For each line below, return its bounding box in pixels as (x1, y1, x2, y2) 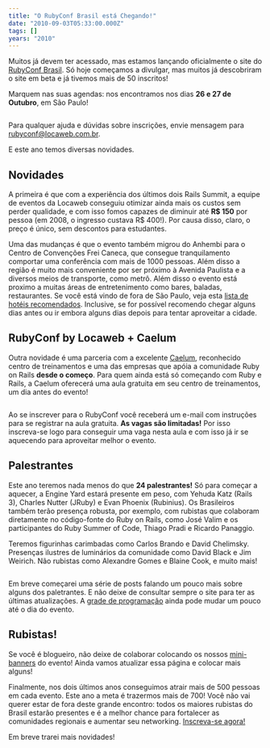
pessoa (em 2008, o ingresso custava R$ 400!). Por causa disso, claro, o (8, 215, 251, 225)
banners (8, 658, 36, 667)
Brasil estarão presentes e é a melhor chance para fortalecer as (8, 708, 220, 717)
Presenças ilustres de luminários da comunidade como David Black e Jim (8, 547, 251, 557)
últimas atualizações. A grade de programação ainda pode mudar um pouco (8, 595, 261, 605)
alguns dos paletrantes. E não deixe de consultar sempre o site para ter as (8, 587, 255, 597)
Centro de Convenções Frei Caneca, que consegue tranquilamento (8, 248, 231, 258)
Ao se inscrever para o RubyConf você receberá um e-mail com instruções (8, 409, 257, 420)
